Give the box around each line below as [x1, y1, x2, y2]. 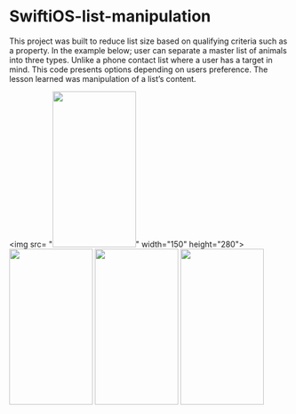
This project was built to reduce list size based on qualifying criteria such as [9, 36, 288, 46]
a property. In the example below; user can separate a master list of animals [9, 45, 287, 55]
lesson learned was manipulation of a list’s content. [9, 73, 197, 84]
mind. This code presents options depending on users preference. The [9, 64, 268, 75]
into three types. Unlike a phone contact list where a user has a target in [9, 54, 273, 65]
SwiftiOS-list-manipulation [9, 6, 212, 27]
